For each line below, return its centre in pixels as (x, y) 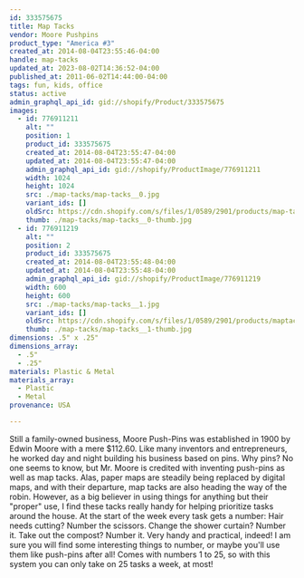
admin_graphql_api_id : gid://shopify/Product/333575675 (117, 102)
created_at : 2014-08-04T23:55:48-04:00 (101, 262)
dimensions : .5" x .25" (54, 338)
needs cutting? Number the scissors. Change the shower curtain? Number (148, 525)
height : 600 (48, 295)
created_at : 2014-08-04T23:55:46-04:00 (85, 52)
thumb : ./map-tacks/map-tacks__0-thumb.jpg (109, 220)
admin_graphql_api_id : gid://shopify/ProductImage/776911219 (143, 279)
